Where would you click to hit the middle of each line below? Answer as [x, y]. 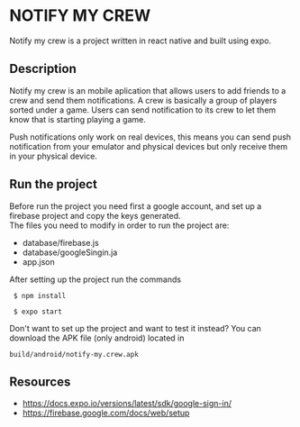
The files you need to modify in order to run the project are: [119, 225]
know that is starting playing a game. [77, 119]
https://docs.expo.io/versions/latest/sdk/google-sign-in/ [127, 404]
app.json [39, 261]
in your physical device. [53, 156]
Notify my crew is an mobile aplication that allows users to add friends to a [148, 90]
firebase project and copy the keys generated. [95, 215]
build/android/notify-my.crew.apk [74, 354]
